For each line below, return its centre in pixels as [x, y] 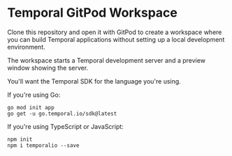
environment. [26, 47]
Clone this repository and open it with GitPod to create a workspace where [115, 32]
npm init [20, 139]
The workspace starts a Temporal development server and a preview [107, 60]
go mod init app [31, 107]
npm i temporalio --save [43, 145]
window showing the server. [48, 68]
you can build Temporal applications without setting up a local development [116, 39]
